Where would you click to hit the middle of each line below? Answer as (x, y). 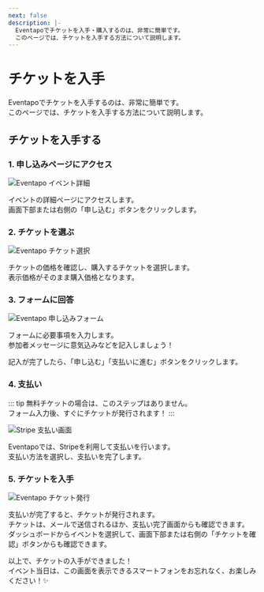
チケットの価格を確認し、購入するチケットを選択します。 (101, 268)
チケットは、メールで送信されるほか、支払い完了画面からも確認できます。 (129, 524)
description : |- (35, 23)
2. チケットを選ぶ (41, 232)
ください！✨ (28, 581)
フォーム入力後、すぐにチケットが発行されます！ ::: (91, 413)
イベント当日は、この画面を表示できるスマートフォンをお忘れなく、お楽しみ (132, 571)
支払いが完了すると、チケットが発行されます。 (84, 515)
